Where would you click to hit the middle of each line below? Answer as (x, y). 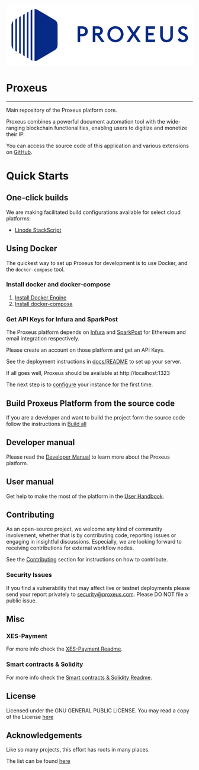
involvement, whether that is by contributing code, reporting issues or (91, 535)
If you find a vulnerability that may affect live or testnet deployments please (98, 588)
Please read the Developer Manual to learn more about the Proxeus (88, 457)
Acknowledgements (44, 735)
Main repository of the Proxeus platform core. (62, 110)
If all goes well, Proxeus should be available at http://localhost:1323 (88, 373)
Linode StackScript (38, 230)
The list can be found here (38, 761)
